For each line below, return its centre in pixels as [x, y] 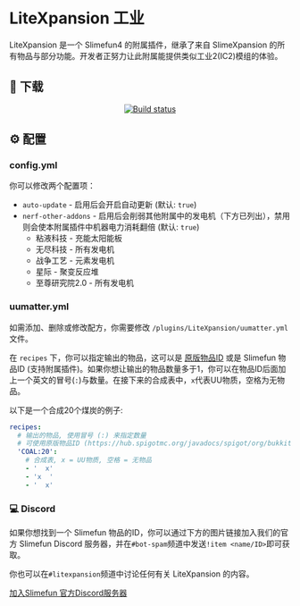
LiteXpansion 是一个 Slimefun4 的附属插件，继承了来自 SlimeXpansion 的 [143, 45]
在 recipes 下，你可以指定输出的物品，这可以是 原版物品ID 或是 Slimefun [143, 358]
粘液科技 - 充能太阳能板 [79, 239]
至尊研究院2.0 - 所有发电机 [84, 283]
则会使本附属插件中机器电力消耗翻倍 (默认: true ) [111, 227]
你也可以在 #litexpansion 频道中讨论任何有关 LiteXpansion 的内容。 [132, 574]
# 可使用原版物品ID [49, 443]
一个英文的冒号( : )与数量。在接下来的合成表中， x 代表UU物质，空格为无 [147, 380]
